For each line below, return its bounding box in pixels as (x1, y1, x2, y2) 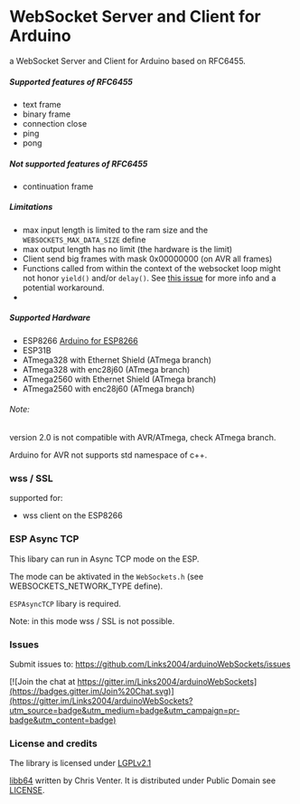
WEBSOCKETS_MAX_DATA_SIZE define (22, 233, 146, 245)
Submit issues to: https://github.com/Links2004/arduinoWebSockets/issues (9, 658, 291, 669)
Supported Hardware (9, 312, 91, 323)
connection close (22, 118, 88, 128)
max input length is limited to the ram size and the (22, 224, 209, 235)
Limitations (9, 202, 53, 213)
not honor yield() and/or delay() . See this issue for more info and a (22, 272, 277, 283)
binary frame (22, 109, 70, 119)
